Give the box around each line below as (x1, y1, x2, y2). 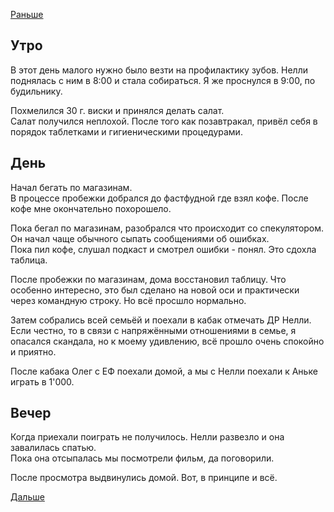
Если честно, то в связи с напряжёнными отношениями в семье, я (10, 324, 297, 336)
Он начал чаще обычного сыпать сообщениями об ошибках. (10, 232, 270, 244)
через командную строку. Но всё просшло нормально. (10, 294, 247, 306)
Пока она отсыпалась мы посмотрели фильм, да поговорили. (10, 452, 275, 464)
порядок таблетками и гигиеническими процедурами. (10, 125, 243, 138)
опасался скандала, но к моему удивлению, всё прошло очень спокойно (10, 335, 325, 347)
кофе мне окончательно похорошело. (10, 202, 172, 214)
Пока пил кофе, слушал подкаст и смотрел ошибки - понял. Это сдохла (10, 243, 317, 255)
